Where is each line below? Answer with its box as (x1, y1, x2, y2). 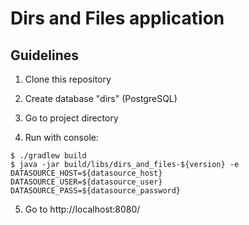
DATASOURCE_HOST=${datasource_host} (10, 168, 163, 178)
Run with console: (24, 132, 99, 143)
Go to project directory (24, 112, 119, 124)
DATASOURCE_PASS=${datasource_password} (10, 186, 182, 196)
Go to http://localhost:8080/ (24, 203, 141, 215)
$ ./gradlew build (10, 151, 87, 161)
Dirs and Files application (10, 7, 225, 30)
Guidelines (10, 47, 79, 64)
